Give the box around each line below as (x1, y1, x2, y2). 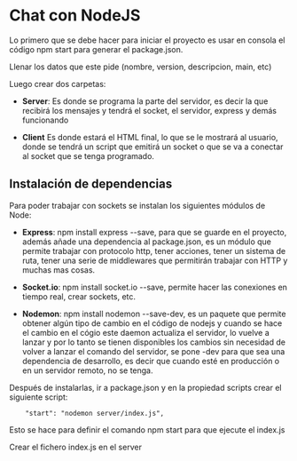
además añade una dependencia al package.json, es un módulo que (21, 236, 272, 247)
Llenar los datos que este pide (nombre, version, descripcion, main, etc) (9, 61, 272, 72)
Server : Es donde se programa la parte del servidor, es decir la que (21, 95, 269, 107)
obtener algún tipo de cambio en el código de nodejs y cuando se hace (21, 317, 283, 329)
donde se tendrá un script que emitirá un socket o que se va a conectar (21, 141, 284, 152)
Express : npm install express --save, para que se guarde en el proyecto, (21, 227, 287, 237)
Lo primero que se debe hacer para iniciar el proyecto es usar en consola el (9, 35, 285, 45)
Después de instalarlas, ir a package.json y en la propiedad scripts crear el (9, 382, 282, 393)
